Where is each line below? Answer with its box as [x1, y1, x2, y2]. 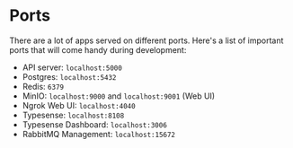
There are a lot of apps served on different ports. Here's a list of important [9, 35, 284, 46]
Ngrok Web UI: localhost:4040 [22, 100, 137, 110]
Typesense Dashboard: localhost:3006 [22, 118, 168, 130]
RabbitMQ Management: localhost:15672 [22, 128, 176, 139]
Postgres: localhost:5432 [22, 71, 117, 82]
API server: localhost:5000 [22, 62, 123, 73]
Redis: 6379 [22, 81, 65, 91]
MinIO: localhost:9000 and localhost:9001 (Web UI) [22, 91, 216, 101]
